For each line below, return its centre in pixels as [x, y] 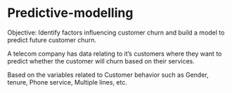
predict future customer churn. [52, 39]
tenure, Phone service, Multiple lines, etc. [67, 82]
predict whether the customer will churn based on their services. [101, 61]
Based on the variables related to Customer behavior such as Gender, [108, 75]
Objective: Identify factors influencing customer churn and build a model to [116, 32]
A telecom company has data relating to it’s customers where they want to [115, 54]
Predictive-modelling [70, 13]
